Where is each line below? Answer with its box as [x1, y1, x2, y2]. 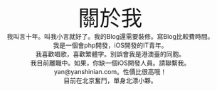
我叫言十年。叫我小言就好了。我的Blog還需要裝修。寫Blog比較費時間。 [6, 32, 214, 40]
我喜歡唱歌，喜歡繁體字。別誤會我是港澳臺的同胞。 [36, 50, 185, 58]
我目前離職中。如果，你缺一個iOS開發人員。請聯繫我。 [30, 59, 191, 67]
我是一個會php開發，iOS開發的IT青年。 [53, 41, 168, 49]
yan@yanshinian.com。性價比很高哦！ [53, 68, 167, 75]
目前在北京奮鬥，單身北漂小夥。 [63, 76, 157, 85]
